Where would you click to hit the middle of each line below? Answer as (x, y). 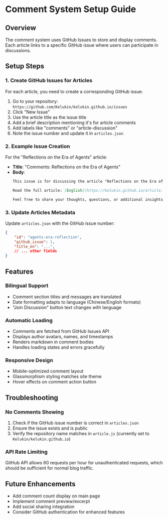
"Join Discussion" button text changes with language (67, 307)
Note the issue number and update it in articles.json (68, 133)
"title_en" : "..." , (35, 246)
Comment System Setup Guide (71, 9)
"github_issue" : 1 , (35, 242)
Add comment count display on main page (56, 496)
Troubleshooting (32, 398)
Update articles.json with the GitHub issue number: (60, 223)
